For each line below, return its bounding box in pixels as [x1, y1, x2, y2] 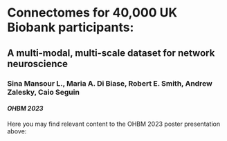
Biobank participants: [7, 19, 134, 35]
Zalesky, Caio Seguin [7, 87, 80, 97]
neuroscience [7, 57, 68, 70]
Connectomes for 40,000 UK [7, 5, 178, 21]
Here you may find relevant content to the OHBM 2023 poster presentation [7, 120, 220, 128]
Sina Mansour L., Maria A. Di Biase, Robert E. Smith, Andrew [7, 78, 212, 88]
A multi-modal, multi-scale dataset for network [7, 47, 215, 59]
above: [7, 126, 27, 135]
